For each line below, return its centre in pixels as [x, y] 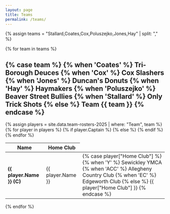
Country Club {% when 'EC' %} [120, 175]
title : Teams [19, 15]
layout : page [19, 10]
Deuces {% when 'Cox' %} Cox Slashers [99, 73]
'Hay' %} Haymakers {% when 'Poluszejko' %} [80, 88]
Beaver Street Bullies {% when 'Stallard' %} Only [84, 96]
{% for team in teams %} [31, 49]
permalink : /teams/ [26, 19]
